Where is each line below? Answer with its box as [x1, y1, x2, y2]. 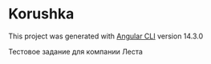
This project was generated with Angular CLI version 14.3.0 [8, 31, 204, 41]
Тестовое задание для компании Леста [8, 46, 143, 56]
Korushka [8, 5, 75, 23]
